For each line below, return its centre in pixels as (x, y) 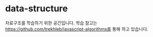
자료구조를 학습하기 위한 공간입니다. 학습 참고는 (51, 23)
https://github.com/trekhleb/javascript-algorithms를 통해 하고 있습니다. (77, 29)
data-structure (36, 9)
